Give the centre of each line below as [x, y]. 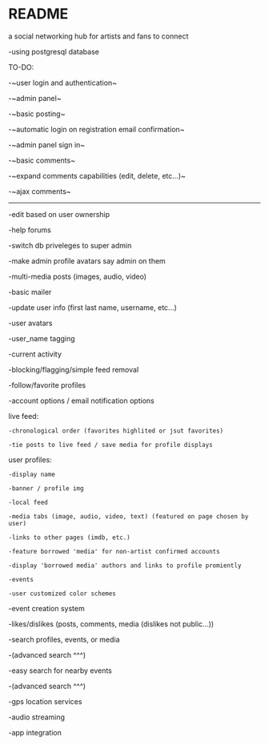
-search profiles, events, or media [64, 639]
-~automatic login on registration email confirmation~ [96, 129]
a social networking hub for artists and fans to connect [98, 36]
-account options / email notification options [81, 401]
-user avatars [30, 323]
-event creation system [47, 608]
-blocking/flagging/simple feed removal [74, 369]
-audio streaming [37, 717]
